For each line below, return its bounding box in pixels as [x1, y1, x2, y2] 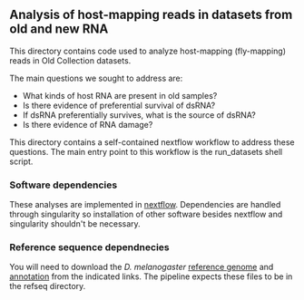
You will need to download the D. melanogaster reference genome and [9, 262, 274, 273]
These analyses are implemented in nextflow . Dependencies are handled [9, 199, 281, 210]
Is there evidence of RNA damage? [22, 119, 153, 130]
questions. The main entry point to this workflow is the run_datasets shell [9, 146, 283, 157]
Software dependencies [9, 179, 118, 191]
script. [9, 156, 34, 167]
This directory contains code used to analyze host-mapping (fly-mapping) [9, 45, 287, 56]
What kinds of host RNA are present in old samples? [22, 90, 218, 101]
